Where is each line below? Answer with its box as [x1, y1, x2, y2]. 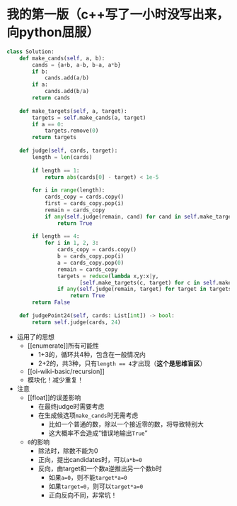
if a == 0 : [32, 121, 64, 128]
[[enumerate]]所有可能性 [27, 341, 100, 350]
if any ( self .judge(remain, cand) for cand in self [44, 213, 197, 220]
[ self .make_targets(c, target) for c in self [79, 279, 216, 286]
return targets [32, 134, 77, 141]
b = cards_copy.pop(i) [57, 253, 125, 260]
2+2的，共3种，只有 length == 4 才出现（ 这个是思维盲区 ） [37, 359, 207, 368]
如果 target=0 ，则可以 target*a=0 [48, 482, 144, 490]
